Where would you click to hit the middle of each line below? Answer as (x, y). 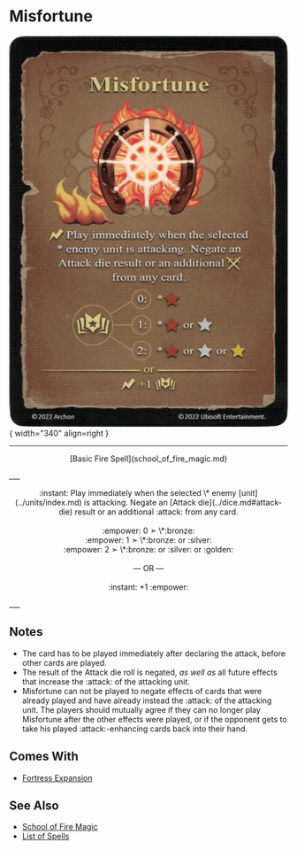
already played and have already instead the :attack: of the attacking (147, 700)
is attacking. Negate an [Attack (140, 502)
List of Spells (46, 836)
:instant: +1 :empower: (148, 587)
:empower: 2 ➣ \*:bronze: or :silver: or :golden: (148, 549)
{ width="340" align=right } (59, 433)
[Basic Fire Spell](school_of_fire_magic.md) (148, 459)
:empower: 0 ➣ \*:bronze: (148, 530)
